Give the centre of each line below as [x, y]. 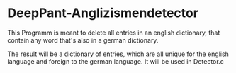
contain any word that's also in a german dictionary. [83, 40]
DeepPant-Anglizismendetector [103, 13]
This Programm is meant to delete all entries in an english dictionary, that [114, 33]
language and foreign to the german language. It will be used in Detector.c [116, 61]
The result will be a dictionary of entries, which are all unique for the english [118, 54]
